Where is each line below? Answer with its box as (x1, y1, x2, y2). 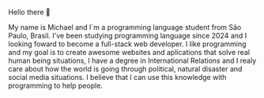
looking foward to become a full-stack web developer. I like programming (8, 39, 247, 49)
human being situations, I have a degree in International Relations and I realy (8, 56, 257, 65)
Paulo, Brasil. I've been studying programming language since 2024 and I (8, 31, 247, 40)
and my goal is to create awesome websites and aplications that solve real (8, 48, 251, 56)
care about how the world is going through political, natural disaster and (8, 64, 243, 74)
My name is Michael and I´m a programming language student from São (8, 23, 242, 31)
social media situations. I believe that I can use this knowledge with (8, 73, 227, 82)
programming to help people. (8, 81, 103, 90)
